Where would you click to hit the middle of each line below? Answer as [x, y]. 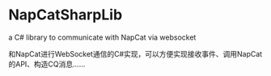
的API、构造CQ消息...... [47, 64]
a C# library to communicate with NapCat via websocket [102, 37]
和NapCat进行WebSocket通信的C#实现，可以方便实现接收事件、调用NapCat [135, 53]
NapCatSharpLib [66, 15]
